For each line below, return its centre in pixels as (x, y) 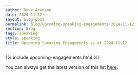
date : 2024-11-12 (24, 15)
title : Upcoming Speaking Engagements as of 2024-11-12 (66, 43)
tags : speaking (22, 33)
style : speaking (23, 39)
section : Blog (21, 29)
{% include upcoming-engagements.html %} (53, 57)
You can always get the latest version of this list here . (62, 67)
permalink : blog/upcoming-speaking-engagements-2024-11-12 (70, 24)
